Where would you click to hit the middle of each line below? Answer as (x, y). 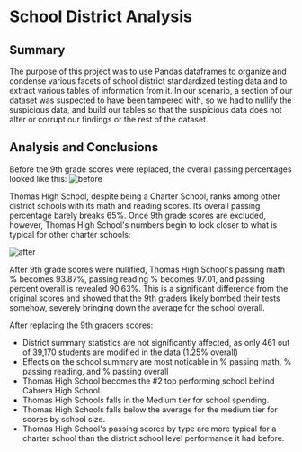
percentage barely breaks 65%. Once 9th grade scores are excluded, (138, 215)
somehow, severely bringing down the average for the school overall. (137, 307)
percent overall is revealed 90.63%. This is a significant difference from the (149, 288)
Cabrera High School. (62, 390)
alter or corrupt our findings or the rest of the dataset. (109, 119)
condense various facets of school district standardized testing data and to (148, 81)
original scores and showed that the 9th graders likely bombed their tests (145, 298)
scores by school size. (64, 419)
